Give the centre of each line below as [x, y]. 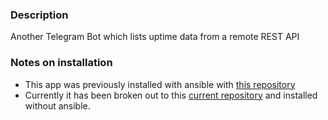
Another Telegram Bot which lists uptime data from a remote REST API [155, 37]
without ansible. [57, 105]
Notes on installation [61, 63]
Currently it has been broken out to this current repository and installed [171, 95]
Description [39, 15]
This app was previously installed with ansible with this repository [160, 84]
